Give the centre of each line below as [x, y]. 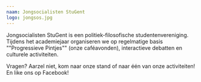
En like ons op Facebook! [38, 72]
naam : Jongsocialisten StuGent [46, 12]
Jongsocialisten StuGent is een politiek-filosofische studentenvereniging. [97, 35]
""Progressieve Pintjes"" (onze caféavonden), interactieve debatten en [94, 48]
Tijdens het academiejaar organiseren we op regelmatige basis [85, 41]
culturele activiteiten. [32, 54]
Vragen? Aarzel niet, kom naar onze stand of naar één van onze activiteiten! [101, 66]
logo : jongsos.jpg [29, 18]
